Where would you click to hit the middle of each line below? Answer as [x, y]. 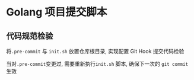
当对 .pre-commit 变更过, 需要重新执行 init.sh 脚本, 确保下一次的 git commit [97, 64]
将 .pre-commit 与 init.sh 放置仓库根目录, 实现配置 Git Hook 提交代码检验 [95, 51]
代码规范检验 [30, 36]
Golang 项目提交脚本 [57, 12]
